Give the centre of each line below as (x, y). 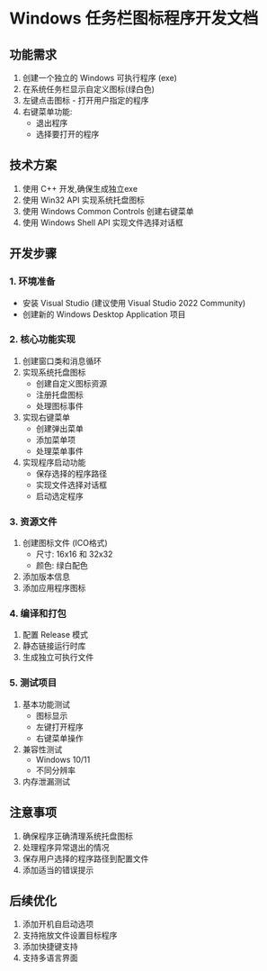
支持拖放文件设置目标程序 (70, 935)
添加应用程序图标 (54, 588)
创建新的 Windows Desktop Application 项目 (104, 314)
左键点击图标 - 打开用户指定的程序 (86, 100)
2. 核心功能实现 (43, 340)
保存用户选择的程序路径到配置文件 (85, 858)
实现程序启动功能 (54, 462)
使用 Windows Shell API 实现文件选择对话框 (103, 222)
